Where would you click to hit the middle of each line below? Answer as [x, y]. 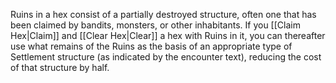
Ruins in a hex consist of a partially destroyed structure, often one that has [163, 14]
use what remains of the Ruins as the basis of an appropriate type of [151, 46]
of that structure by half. [60, 67]
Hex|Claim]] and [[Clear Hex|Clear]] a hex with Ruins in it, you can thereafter [168, 35]
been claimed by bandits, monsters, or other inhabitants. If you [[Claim [155, 25]
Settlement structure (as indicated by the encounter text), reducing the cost [166, 57]
